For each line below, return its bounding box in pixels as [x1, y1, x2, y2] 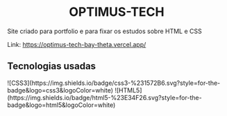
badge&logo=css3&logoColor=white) [7, 86, 113, 94]
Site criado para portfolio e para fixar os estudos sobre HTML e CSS [7, 27, 203, 35]
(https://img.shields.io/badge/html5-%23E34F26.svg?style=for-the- [7, 93, 203, 101]
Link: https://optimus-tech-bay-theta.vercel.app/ [7, 40, 146, 48]
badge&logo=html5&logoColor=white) [7, 101, 116, 109]
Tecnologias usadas [7, 60, 96, 72]
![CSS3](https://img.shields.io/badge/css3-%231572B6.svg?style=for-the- [7, 79, 221, 87]
